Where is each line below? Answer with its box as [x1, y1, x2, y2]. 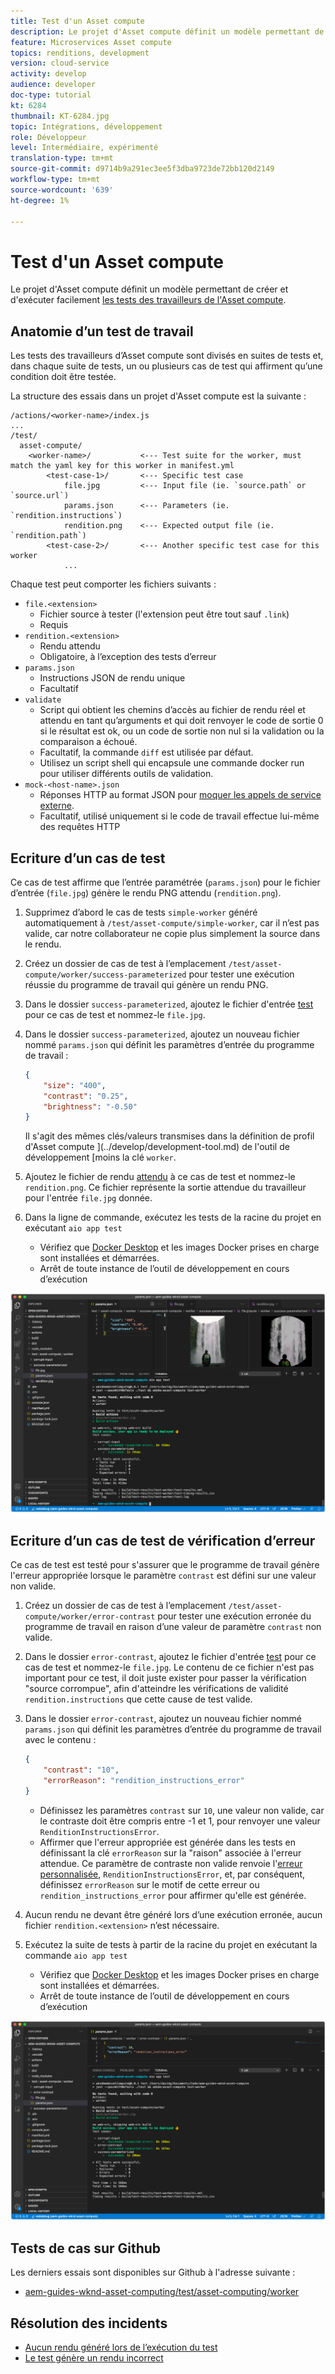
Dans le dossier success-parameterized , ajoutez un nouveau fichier [24, 1028, 300, 1040]
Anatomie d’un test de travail [10, 323, 194, 340]
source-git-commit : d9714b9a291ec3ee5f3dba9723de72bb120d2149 [10, 164, 275, 174]
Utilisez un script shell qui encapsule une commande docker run [39, 757, 305, 769]
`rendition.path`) [10, 531, 87, 541]
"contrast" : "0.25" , [43, 1091, 129, 1101]
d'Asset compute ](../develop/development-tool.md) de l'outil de [24, 1141, 290, 1153]
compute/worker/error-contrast [24, 1612, 156, 1622]
